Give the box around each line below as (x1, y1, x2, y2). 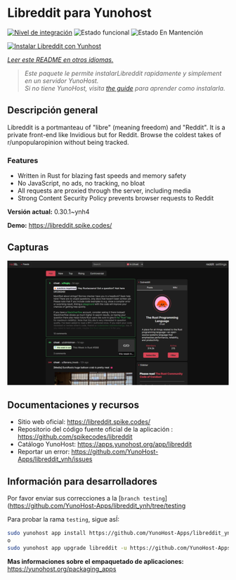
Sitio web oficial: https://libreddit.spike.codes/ (17, 418, 151, 426)
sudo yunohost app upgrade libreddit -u (7, 544, 128, 551)
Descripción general (7, 104, 98, 117)
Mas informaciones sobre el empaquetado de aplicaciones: (7, 557, 184, 565)
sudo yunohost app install (7, 529, 86, 536)
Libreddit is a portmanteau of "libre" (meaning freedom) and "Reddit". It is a (7, 123, 226, 131)
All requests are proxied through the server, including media (17, 186, 191, 195)
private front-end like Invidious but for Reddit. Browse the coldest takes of (7, 130, 221, 138)
